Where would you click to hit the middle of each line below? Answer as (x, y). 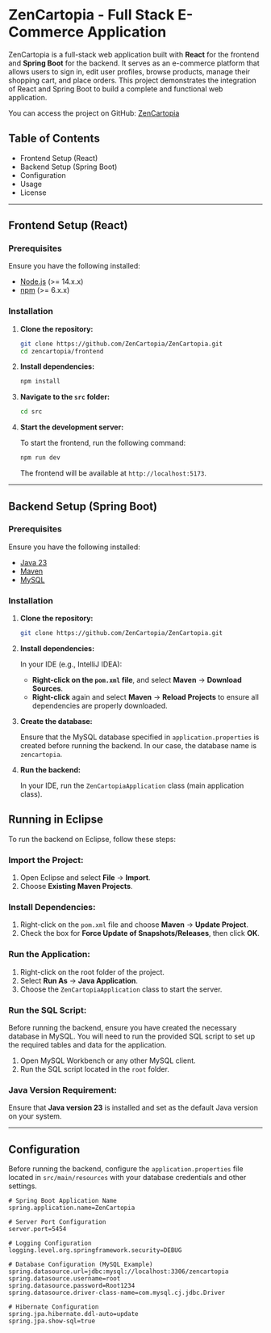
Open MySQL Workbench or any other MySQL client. (108, 1060)
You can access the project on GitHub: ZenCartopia (94, 113)
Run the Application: (49, 954)
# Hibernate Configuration (54, 1307)
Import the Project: (46, 860)
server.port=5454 (38, 1229)
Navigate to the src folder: (65, 397)
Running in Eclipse (56, 820)
